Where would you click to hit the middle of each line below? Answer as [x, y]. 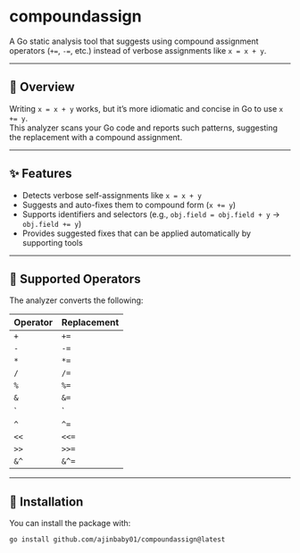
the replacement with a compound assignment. [96, 137]
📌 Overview [42, 87]
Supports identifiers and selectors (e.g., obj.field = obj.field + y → [151, 214]
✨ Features [41, 174]
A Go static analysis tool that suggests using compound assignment [134, 41]
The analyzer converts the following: [76, 300]
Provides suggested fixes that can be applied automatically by [137, 233]
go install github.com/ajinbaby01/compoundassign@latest [117, 540]
